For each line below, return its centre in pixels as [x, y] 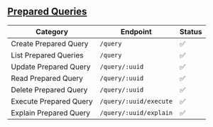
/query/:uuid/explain [136, 112]
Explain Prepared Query [51, 113]
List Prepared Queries [47, 55]
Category [52, 31]
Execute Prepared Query [52, 101]
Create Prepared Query [50, 43]
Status [191, 31]
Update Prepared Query [51, 67]
